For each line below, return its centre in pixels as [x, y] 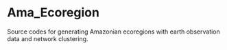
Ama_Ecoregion [53, 13]
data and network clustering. [48, 38]
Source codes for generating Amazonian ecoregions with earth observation [114, 32]
